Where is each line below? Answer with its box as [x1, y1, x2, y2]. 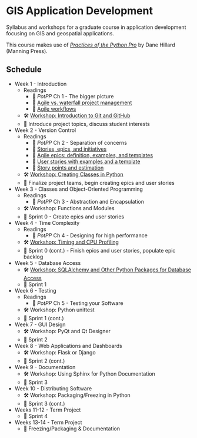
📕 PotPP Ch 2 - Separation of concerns [32, 139, 128, 146]
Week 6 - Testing [14, 287, 57, 294]
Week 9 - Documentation [14, 363, 76, 370]
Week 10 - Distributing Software [14, 384, 92, 392]
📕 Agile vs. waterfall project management [32, 99, 132, 106]
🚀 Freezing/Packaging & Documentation [23, 425, 121, 432]
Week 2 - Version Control [14, 127, 76, 134]
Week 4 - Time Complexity [14, 219, 80, 226]
